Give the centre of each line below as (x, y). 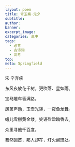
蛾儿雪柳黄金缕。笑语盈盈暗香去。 (39, 119)
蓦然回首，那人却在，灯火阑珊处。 (39, 140)
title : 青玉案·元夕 (23, 14)
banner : (13, 28)
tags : (10, 41)
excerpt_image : (20, 32)
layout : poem (18, 9)
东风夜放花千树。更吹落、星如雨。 (39, 88)
